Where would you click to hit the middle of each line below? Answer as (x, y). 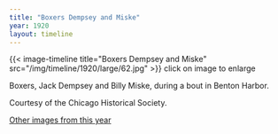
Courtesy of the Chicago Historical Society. (88, 103)
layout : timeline (41, 34)
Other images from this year (60, 120)
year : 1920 (29, 26)
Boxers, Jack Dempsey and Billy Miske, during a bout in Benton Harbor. (139, 86)
